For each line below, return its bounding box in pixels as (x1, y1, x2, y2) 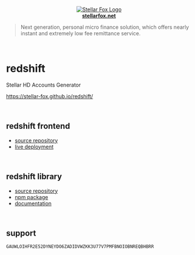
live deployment (14, 143, 54, 150)
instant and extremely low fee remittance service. (20, 30, 141, 37)
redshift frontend (6, 121, 71, 131)
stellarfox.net (82, 12, 116, 19)
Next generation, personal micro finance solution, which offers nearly (20, 24, 190, 31)
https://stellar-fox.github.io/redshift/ (6, 92, 93, 100)
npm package (14, 193, 48, 200)
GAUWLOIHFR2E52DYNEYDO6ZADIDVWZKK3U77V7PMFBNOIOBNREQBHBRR (6, 244, 154, 250)
